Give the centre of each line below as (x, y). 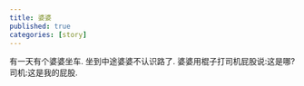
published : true (40, 26)
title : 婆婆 (30, 18)
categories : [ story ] (49, 34)
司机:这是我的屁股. (44, 72)
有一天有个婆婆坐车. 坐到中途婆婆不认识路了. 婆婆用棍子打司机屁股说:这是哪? (152, 62)
